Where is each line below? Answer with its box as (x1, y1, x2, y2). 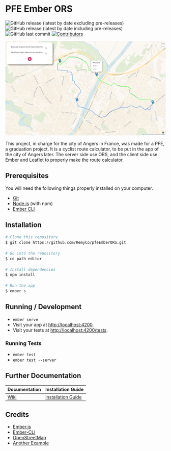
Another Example (12, 440, 49, 446)
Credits (5, 410, 30, 419)
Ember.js (12, 423, 32, 430)
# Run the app (5, 283, 36, 288)
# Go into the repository (5, 250, 60, 256)
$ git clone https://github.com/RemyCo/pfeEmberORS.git (5, 240, 126, 245)
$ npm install (5, 272, 36, 278)
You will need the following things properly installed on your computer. (5, 185, 153, 191)
